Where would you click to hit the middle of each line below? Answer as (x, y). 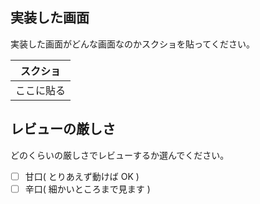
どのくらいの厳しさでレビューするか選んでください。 (120, 155)
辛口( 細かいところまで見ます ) (87, 189)
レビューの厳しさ (63, 129)
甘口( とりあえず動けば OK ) (82, 176)
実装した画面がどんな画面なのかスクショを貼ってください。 (132, 44)
